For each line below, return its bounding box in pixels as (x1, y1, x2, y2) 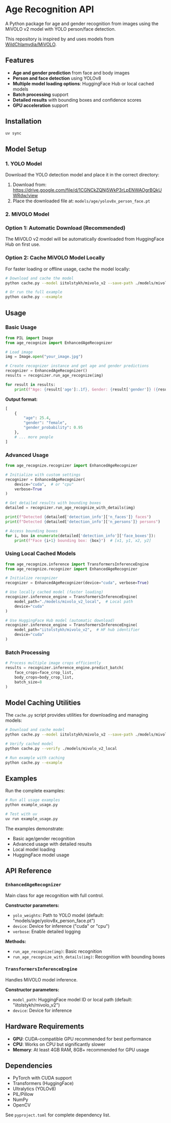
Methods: (5, 938, 26, 944)
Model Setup (5, 145, 47, 153)
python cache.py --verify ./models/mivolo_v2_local (5, 746, 117, 751)
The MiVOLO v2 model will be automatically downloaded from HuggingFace (5, 236, 164, 242)
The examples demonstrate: (5, 826, 64, 832)
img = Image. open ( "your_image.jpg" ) (5, 354, 83, 359)
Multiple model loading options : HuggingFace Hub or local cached (12, 80, 154, 86)
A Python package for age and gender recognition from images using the (5, 20, 159, 27)
